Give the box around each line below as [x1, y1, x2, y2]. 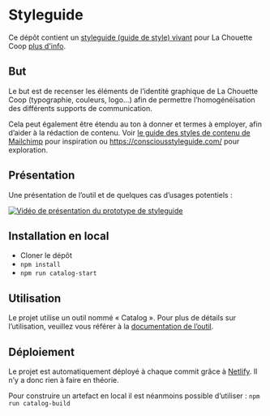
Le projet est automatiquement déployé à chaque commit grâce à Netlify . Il [8, 367, 258, 376]
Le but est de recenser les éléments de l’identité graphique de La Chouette [8, 86, 259, 96]
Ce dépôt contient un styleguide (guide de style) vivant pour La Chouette [8, 32, 253, 42]
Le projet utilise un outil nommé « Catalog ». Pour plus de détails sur [8, 313, 237, 323]
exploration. [8, 144, 49, 155]
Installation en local [8, 229, 109, 242]
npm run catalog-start [19, 269, 97, 277]
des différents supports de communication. [8, 103, 152, 113]
